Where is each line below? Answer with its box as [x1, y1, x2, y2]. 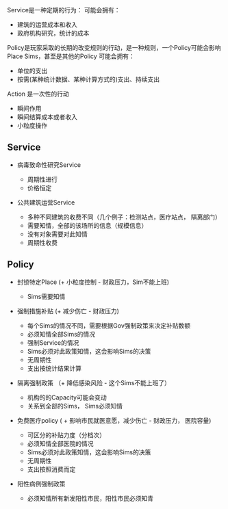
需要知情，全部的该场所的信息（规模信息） [27, 221, 148, 229]
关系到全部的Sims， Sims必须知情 [27, 402, 123, 410]
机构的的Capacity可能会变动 [27, 393, 107, 402]
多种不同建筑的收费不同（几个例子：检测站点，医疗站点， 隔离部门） [27, 213, 221, 221]
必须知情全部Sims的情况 [27, 330, 96, 338]
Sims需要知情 [27, 292, 66, 300]
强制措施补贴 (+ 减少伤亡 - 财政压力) [16, 306, 120, 315]
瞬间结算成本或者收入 [16, 113, 77, 121]
